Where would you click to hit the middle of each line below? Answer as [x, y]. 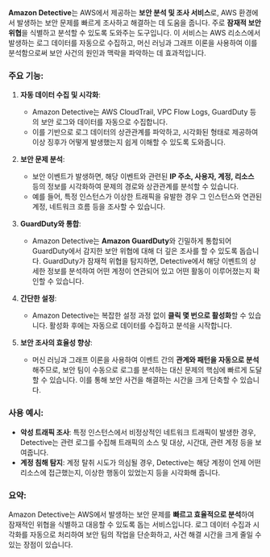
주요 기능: [26, 76]
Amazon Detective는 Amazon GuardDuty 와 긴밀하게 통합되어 [132, 241]
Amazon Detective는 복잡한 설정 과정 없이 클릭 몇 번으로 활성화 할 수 [139, 316]
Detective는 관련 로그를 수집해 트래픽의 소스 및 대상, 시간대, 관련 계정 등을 [137, 442]
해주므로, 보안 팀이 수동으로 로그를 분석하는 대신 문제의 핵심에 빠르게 [139, 370]
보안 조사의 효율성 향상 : [56, 343]
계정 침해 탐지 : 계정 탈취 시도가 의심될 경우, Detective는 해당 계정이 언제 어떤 [141, 462]
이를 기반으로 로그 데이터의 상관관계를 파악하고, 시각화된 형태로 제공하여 [145, 132]
